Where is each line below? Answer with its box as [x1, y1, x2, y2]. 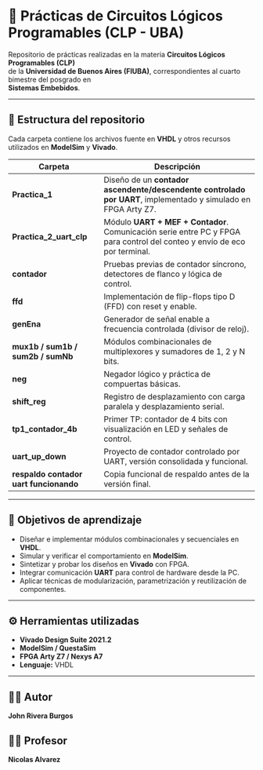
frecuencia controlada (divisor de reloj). [103, 323, 250, 334]
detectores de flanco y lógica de [103, 268, 223, 279]
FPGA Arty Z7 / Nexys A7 [19, 651, 103, 662]
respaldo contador [12, 469, 83, 480]
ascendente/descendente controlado [103, 184, 246, 195]
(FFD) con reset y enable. [103, 301, 197, 312]
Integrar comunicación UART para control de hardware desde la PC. [19, 567, 240, 577]
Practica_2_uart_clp [12, 231, 88, 242]
